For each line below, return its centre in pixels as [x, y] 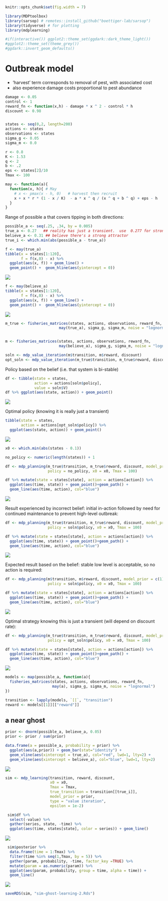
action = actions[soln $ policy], [68, 383]
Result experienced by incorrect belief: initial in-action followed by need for [83, 509]
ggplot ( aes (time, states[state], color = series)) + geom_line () [79, 829]
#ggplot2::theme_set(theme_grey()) [42, 44]
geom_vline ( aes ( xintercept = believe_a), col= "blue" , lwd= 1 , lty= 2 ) [82, 759]
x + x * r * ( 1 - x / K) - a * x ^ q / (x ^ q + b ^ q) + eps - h [86, 198]
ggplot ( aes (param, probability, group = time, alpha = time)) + [78, 870]
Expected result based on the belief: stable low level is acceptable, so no [80, 565]
